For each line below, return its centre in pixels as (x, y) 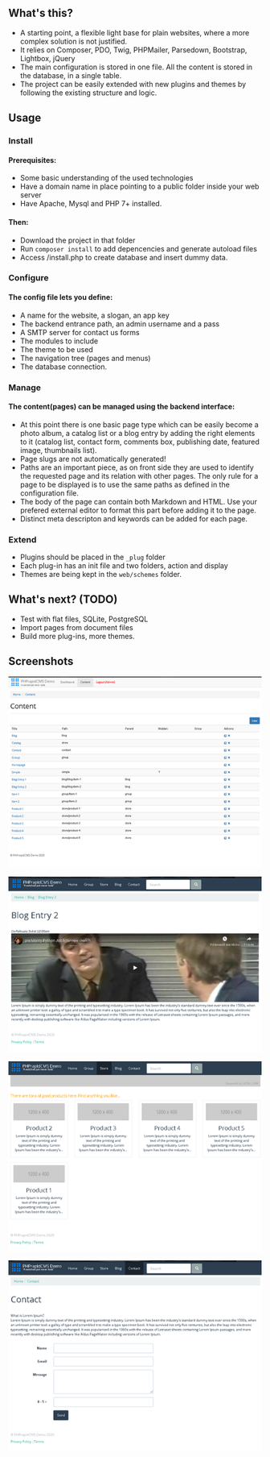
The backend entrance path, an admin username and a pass (119, 324)
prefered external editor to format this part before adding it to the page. (138, 510)
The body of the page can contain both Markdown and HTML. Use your (138, 501)
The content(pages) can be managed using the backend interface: (122, 407)
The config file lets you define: (61, 297)
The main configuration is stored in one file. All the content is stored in (136, 67)
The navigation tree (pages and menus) (85, 358)
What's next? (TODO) (63, 600)
